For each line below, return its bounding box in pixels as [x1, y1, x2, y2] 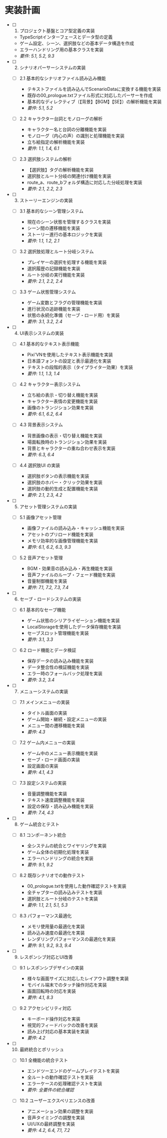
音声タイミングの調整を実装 [27, 1115, 85, 1121]
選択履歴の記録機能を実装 [27, 265, 81, 272]
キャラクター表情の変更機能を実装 [27, 398, 98, 404]
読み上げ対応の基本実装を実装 [27, 1028, 89, 1035]
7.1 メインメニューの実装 [19, 699, 70, 705]
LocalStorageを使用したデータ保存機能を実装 [27, 624, 122, 630]
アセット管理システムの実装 [19, 503, 77, 510]
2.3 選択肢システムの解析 [19, 156, 72, 162]
